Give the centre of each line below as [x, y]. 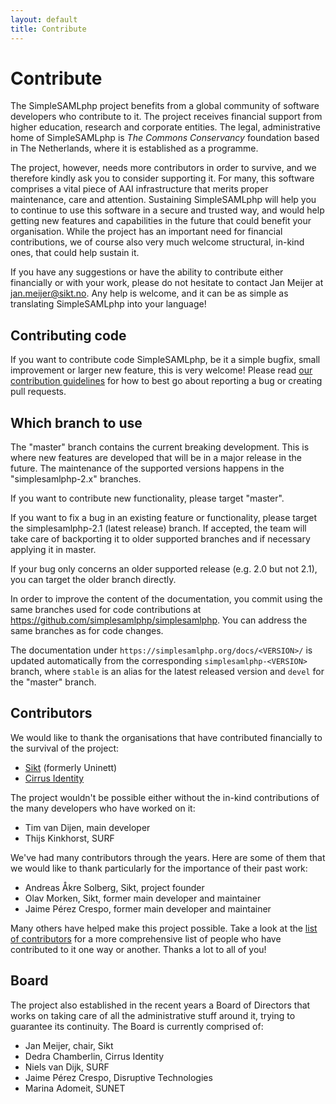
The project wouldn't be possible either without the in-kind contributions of [165, 797]
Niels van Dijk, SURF [67, 1067]
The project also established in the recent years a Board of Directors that [160, 1005]
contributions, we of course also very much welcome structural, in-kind [157, 242]
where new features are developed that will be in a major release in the [156, 458]
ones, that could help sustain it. [75, 253]
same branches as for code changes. [87, 631]
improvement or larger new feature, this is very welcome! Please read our [161, 370]
